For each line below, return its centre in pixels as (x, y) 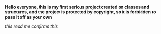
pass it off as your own (29, 17)
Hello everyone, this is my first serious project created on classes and (77, 7)
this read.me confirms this (31, 26)
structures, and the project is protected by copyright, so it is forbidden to (80, 12)
